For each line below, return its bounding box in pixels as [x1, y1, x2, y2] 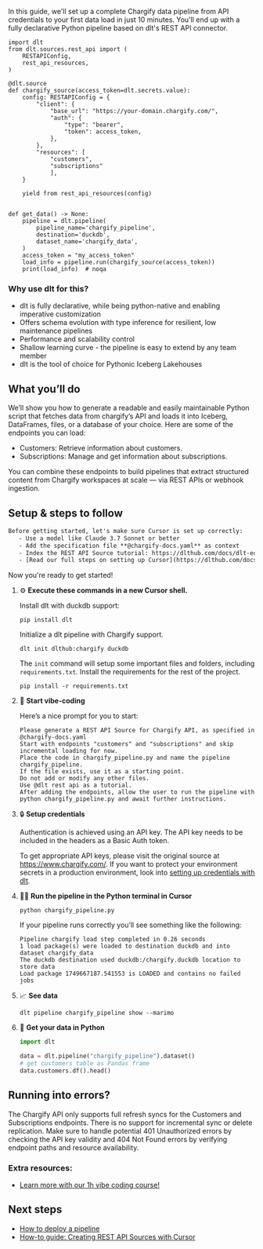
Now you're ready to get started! [8, 571, 113, 580]
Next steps [8, 1203, 63, 1216]
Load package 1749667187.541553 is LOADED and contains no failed [19, 970, 241, 978]
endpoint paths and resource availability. [8, 1142, 139, 1152]
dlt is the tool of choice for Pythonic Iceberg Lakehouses [19, 360, 203, 369]
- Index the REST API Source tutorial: [18, 549, 149, 557]
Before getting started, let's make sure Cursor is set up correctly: [8, 527, 243, 535]
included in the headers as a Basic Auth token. [19, 836, 170, 845]
